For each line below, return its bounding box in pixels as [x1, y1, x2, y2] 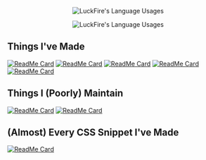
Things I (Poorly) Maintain [7, 87, 124, 99]
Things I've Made [7, 41, 86, 53]
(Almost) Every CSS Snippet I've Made [7, 127, 179, 139]
